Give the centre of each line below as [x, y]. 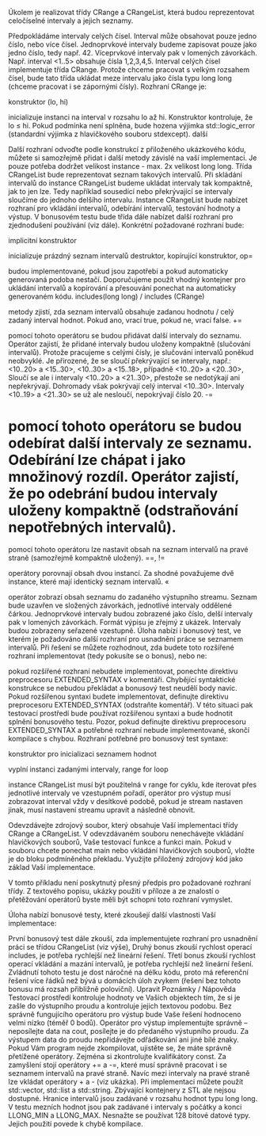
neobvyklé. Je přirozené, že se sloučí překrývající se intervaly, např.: [120, 361]
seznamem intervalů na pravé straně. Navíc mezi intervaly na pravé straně [129, 1073]
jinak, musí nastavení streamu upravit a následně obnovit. [102, 810]
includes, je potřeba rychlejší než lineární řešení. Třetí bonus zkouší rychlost [132, 955]
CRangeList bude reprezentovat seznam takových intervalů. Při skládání [125, 175]
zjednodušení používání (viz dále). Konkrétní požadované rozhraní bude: [126, 225]
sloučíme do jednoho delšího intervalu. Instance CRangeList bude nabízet [128, 200]
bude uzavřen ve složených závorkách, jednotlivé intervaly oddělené [120, 605]
